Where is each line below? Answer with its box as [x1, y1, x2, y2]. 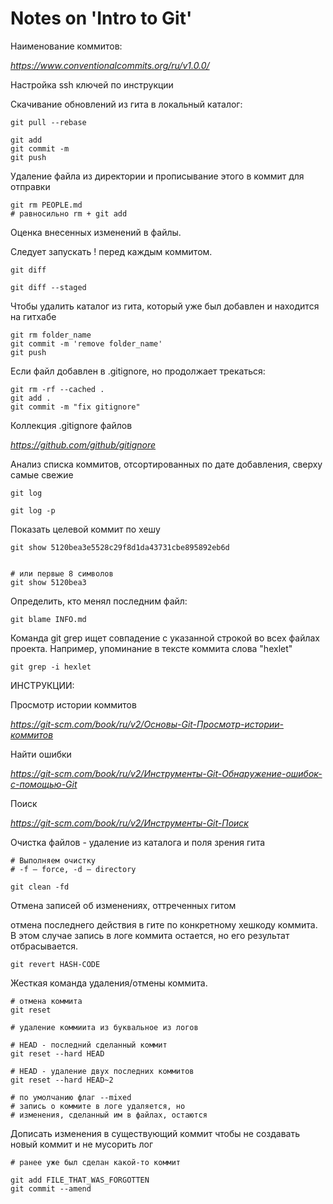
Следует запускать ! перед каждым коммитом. [10, 245, 213, 257]
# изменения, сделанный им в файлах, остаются [10, 1110, 208, 1120]
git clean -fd [10, 882, 70, 892]
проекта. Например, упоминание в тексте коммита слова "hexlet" [10, 642, 293, 654]
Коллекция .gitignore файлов [10, 419, 133, 431]
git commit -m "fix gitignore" [10, 402, 141, 412]
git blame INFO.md [10, 614, 87, 624]
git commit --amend [10, 1183, 92, 1194]
